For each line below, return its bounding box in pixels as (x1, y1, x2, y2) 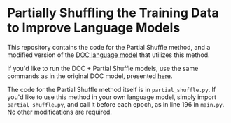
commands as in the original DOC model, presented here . (7, 72, 173, 80)
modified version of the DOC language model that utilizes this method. (7, 51, 210, 59)
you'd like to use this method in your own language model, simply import (7, 93, 217, 101)
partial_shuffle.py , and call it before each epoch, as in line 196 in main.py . (7, 100, 225, 108)
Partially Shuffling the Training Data (7, 5, 219, 21)
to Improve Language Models (7, 20, 181, 36)
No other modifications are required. (7, 108, 112, 116)
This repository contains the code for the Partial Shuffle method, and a (7, 43, 211, 51)
